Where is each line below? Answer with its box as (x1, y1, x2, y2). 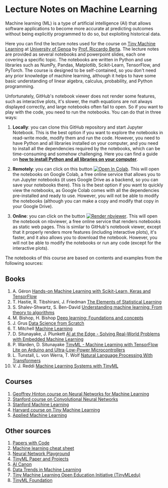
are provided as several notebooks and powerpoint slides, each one (5, 51, 145, 57)
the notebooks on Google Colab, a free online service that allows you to (12, 171, 161, 177)
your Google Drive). (12, 203, 54, 209)
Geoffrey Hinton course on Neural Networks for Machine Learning (12, 391, 149, 397)
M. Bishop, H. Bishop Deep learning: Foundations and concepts (12, 315, 144, 321)
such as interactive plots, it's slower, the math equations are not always (5, 98, 152, 104)
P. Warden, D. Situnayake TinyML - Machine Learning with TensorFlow (12, 341, 158, 347)
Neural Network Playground (12, 451, 70, 457)
